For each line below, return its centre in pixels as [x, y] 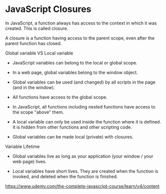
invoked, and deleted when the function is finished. [65, 176]
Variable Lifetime [22, 146]
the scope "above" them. [38, 112]
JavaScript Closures [48, 9]
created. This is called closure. [37, 28]
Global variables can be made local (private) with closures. [73, 136]
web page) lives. [29, 161]
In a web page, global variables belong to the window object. [75, 72]
